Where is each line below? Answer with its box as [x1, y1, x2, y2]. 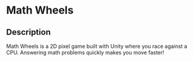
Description [6, 27, 51, 37]
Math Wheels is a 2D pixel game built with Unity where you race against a [6, 43, 188, 50]
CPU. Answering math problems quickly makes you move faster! [6, 49, 164, 56]
